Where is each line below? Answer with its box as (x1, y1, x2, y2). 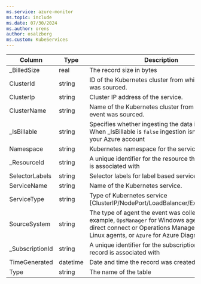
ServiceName (9, 181, 48, 190)
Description (144, 56, 178, 64)
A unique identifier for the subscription (89, 241, 198, 249)
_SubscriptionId (9, 244, 53, 253)
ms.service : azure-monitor (6, 8, 74, 15)
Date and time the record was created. (89, 258, 197, 266)
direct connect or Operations (89, 223, 170, 232)
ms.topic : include (6, 14, 52, 20)
